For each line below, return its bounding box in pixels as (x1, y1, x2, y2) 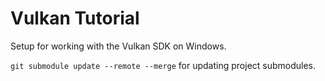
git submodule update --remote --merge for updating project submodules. (10, 59, 317, 71)
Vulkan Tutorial (10, 7, 140, 30)
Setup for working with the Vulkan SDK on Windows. (10, 40, 227, 52)
